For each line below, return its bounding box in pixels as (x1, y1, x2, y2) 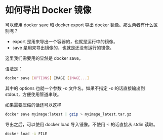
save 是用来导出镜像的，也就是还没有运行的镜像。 (12, 45, 115, 50)
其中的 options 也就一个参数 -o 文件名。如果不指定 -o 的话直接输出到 (5, 85, 145, 91)
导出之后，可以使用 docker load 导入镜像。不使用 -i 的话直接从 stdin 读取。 (5, 121, 158, 127)
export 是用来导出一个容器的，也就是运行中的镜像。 (12, 38, 118, 45)
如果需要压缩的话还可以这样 (5, 102, 62, 108)
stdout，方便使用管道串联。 (5, 91, 62, 97)
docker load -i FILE (5, 131, 48, 136)
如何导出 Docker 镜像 (5, 4, 91, 16)
